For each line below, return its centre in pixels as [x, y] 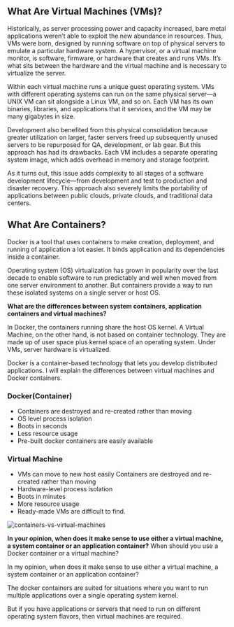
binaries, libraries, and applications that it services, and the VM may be [109, 108]
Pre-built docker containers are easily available [85, 441]
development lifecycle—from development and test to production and [107, 181]
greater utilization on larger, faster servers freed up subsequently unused [112, 137]
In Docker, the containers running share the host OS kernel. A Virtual [106, 327]
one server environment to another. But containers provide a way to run [110, 285]
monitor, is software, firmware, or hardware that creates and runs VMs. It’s [114, 58]
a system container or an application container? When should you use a [113, 546]
